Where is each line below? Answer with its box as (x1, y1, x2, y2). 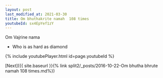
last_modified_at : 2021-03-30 (5, 12, 67, 17)
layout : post (5, 7, 32, 12)
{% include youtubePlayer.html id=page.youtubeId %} (5, 53, 115, 59)
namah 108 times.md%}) (5, 68, 55, 74)
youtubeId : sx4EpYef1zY (5, 21, 54, 26)
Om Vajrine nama (5, 34, 40, 40)
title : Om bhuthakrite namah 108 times (5, 16, 90, 21)
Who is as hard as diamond (12, 44, 68, 50)
